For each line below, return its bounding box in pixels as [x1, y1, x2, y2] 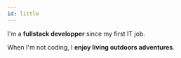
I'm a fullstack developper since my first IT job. [7, 29, 145, 38]
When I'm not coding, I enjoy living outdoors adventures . [7, 43, 175, 51]
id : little [7, 10, 39, 17]
